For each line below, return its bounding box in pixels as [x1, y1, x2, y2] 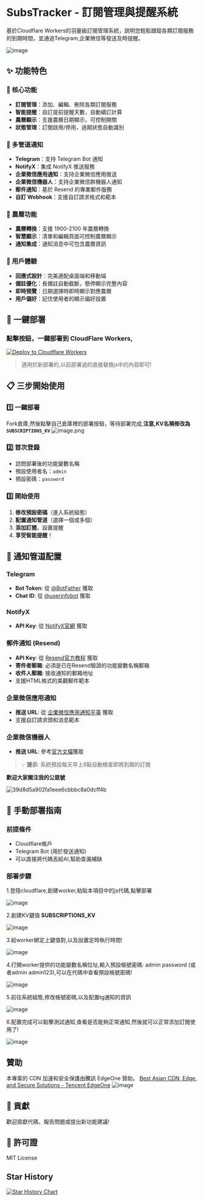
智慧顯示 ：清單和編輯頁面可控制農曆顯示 [15, 233, 117, 240]
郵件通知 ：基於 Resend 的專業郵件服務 [15, 185, 113, 193]
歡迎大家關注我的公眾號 [6, 774, 65, 781]
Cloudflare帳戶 [15, 840, 53, 848]
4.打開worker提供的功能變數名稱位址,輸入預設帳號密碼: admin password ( [6, 961, 191, 969]
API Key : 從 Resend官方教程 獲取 [15, 654, 98, 661]
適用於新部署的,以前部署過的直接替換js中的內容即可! [21, 361, 152, 369]
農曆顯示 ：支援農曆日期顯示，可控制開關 [15, 116, 117, 123]
